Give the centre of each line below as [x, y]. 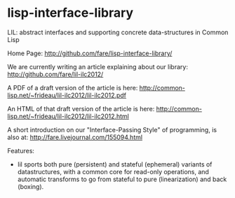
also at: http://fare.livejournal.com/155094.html [75, 137]
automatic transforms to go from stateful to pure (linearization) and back [122, 179]
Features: [21, 150]
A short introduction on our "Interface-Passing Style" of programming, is [112, 129]
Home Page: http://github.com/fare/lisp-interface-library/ [90, 53]
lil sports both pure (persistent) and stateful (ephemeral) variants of [115, 164]
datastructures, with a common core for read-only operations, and [113, 171]
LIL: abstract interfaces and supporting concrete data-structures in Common [118, 32]
